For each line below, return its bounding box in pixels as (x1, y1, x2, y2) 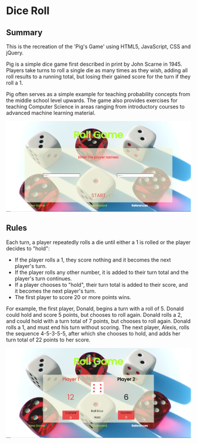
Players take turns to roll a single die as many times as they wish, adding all (6, 67, 188, 74)
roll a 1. (6, 79, 23, 86)
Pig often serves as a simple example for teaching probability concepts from (6, 91, 191, 97)
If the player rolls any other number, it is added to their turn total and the (14, 269, 189, 276)
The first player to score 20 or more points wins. (14, 293, 131, 300)
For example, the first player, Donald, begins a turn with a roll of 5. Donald (6, 305, 184, 312)
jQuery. (6, 49, 24, 56)
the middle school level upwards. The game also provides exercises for (6, 97, 178, 104)
